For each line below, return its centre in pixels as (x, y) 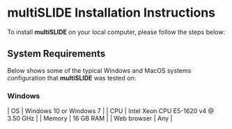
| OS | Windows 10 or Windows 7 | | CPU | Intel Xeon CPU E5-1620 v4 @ (111, 111)
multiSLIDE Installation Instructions (111, 13)
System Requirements (56, 54)
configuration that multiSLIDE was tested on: (72, 78)
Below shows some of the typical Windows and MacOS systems (99, 70)
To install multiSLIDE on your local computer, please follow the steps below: (116, 32)
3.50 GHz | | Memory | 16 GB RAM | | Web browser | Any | (90, 119)
